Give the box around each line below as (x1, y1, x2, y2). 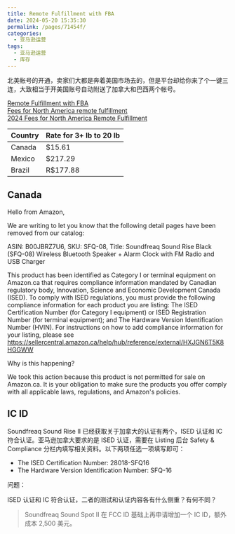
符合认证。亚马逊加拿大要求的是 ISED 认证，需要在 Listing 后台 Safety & (7, 436, 215, 444)
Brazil (11, 165, 30, 175)
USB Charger (7, 257, 46, 265)
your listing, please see (7, 331, 74, 339)
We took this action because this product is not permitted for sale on (7, 373, 206, 381)
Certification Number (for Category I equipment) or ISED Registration (7, 308, 206, 316)
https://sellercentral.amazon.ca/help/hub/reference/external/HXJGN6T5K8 (7, 338, 224, 346)
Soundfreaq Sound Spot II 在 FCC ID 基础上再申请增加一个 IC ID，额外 (24, 510, 227, 519)
